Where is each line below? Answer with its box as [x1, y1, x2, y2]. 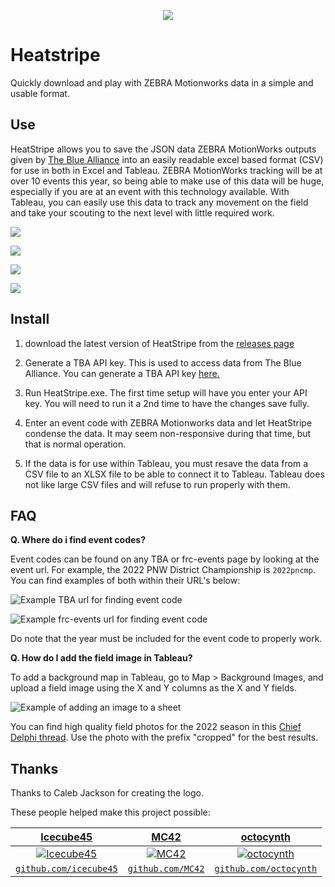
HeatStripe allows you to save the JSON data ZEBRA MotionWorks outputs [10, 143, 317, 155]
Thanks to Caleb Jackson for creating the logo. [10, 787, 205, 799]
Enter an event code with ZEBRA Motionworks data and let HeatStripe [24, 416, 313, 429]
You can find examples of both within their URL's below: [10, 575, 241, 587]
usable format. [10, 87, 70, 99]
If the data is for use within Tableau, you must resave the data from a [24, 457, 309, 469]
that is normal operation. [24, 438, 127, 450]
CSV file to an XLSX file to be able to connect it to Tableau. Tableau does [24, 468, 325, 480]
